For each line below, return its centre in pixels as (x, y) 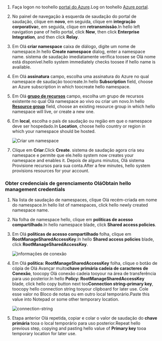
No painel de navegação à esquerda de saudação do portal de (74, 16)
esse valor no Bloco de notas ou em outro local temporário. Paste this (81, 294)
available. (22, 67)
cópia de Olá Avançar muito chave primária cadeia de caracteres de (80, 268)
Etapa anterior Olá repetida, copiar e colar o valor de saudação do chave (85, 318)
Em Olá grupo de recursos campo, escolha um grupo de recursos (78, 96)
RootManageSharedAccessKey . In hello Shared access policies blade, (83, 239)
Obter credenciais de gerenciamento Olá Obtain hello (68, 183)
